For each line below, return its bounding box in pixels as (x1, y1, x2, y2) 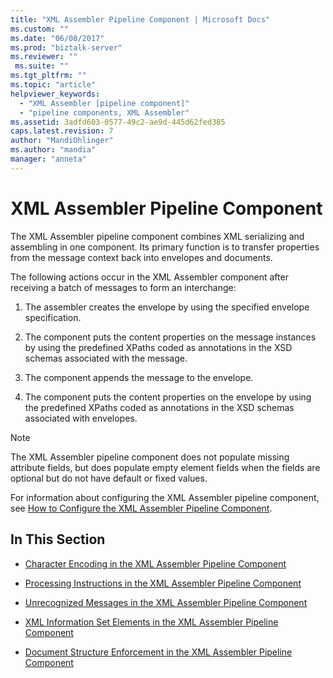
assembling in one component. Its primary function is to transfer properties (10, 241, 320, 253)
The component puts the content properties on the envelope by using (24, 391, 312, 403)
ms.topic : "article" (10, 80, 97, 90)
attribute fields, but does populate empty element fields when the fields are (10, 461, 321, 473)
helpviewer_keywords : (10, 89, 101, 99)
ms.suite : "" (14, 61, 70, 71)
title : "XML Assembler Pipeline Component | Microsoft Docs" (10, 14, 271, 25)
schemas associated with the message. (24, 352, 188, 364)
